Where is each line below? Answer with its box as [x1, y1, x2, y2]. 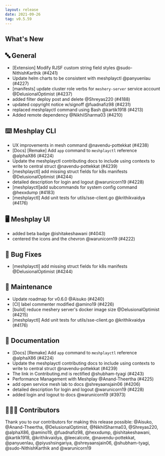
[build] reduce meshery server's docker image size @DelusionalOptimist [12, 306, 160, 312]
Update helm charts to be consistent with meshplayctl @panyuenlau [12, 75, 151, 81]
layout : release [5, 7, 38, 12]
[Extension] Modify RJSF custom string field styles [12, 65, 115, 71]
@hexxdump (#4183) [12, 190, 55, 196]
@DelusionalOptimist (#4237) [12, 91, 72, 97]
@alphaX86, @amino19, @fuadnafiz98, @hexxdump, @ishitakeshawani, [5, 429, 151, 435]
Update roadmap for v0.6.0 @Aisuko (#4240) [12, 296, 104, 302]
